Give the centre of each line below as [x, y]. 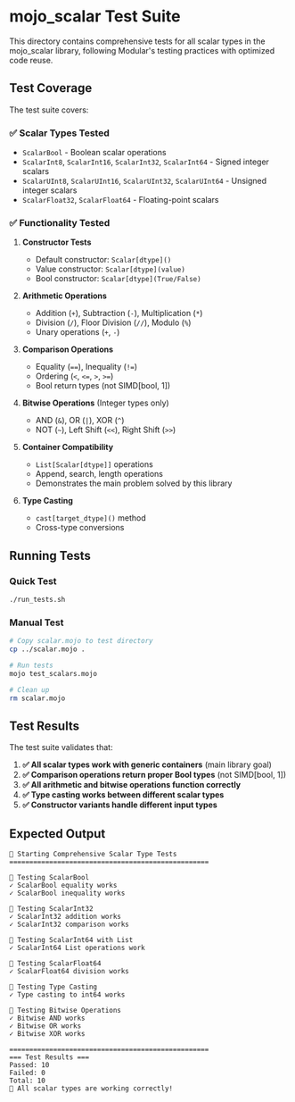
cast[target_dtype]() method [90, 518]
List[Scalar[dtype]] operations [94, 464]
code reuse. [31, 60]
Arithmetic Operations [64, 296]
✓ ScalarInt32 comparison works [69, 925]
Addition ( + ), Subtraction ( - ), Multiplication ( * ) [119, 313]
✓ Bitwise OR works [45, 1026]
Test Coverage [51, 88]
